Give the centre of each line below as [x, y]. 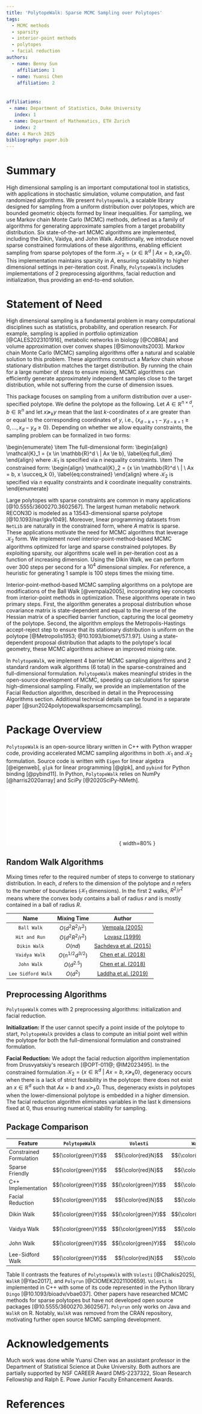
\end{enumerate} [28, 488]
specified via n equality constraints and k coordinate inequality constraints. [99, 482]
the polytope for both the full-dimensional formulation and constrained [93, 1040]
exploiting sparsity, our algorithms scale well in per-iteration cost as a [92, 553]
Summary [31, 171]
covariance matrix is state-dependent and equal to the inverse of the [91, 610]
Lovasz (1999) [123, 937]
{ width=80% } [137, 843]
